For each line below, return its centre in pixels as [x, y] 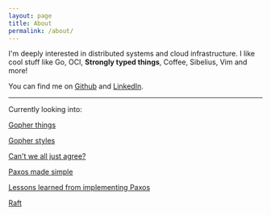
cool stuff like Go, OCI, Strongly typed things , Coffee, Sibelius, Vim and [128, 62]
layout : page [30, 16]
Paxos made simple [41, 172]
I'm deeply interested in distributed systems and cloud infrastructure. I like [132, 54]
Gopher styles [32, 141]
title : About [30, 23]
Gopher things [32, 125]
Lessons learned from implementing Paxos [79, 188]
